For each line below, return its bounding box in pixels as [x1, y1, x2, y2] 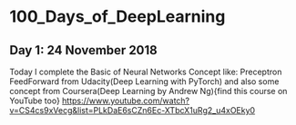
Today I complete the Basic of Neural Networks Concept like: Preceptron [9, 66, 282, 77]
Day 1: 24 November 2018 [9, 43, 158, 58]
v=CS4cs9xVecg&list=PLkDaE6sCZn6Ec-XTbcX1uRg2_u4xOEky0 [9, 105, 256, 115]
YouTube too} [9, 95, 61, 106]
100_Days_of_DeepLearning [9, 6, 226, 27]
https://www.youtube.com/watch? [62, 95, 190, 106]
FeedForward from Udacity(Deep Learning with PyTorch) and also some [9, 76, 280, 87]
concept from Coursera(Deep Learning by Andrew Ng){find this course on [9, 86, 288, 96]
